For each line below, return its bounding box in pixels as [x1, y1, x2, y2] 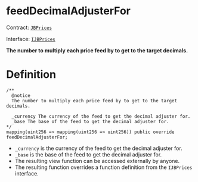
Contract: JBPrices [6, 24, 52, 31]
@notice [11, 92, 31, 99]
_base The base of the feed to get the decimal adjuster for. [11, 118, 169, 124]
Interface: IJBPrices [6, 35, 55, 42]
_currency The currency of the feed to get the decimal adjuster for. [11, 113, 191, 120]
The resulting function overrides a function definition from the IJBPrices [14, 164, 193, 171]
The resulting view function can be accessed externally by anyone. [14, 157, 180, 164]
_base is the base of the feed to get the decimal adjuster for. [14, 150, 162, 158]
